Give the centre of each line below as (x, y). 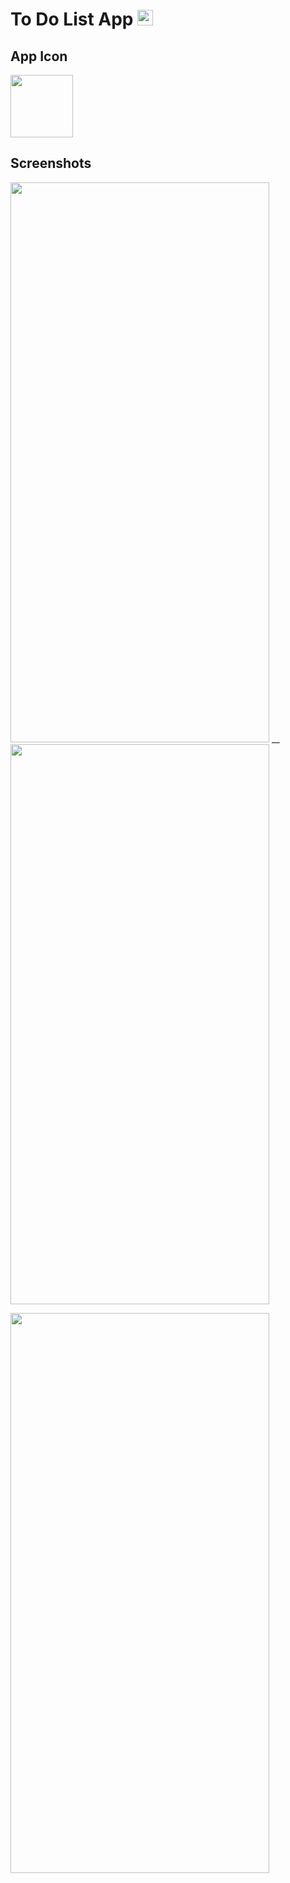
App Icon (39, 56)
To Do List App (72, 19)
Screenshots (51, 163)
